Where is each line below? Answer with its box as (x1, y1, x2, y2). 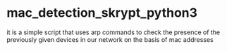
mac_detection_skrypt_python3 (6, 5, 198, 21)
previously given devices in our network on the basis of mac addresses (6, 35, 214, 43)
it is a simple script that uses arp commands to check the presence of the (6, 28, 221, 36)
